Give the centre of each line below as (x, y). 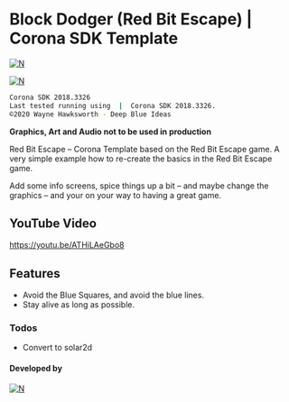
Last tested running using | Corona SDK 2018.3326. (113, 105)
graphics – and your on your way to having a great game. (116, 195)
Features (35, 274)
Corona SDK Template (94, 38)
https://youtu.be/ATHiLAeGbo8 (67, 245)
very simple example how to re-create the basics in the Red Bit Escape (141, 159)
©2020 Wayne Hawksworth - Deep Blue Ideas (90, 114)
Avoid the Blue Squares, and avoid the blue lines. (113, 295)
